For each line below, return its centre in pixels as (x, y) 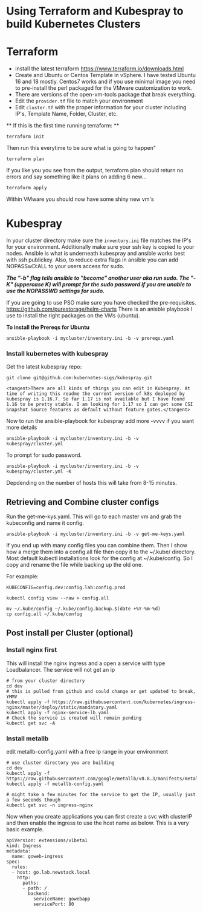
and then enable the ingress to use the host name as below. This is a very (98, 823)
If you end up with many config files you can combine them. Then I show (97, 546)
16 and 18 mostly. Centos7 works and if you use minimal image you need (105, 82)
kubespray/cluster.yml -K (39, 471)
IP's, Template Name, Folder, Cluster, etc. (66, 114)
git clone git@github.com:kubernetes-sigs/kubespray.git (79, 378)
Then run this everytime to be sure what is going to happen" (81, 148)
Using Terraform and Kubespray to (95, 11)
